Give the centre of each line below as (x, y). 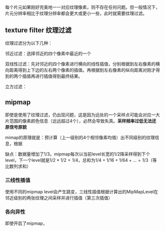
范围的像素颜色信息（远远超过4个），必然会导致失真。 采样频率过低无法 (81, 121)
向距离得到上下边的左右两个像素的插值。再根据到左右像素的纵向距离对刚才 (80, 70)
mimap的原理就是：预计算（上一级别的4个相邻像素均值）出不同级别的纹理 (80, 137)
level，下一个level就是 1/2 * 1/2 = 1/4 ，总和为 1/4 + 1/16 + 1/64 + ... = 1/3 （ (79, 160)
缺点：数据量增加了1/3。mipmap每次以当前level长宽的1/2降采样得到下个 (78, 154)
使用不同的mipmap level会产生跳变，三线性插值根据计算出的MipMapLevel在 (82, 192)
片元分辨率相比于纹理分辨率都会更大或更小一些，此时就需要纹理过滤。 (76, 13)
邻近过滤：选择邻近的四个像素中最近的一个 (48, 53)
